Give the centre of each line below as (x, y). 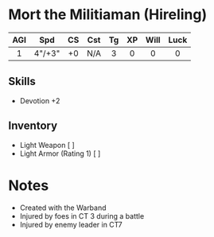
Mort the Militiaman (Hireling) (108, 15)
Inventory (33, 126)
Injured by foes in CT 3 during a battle (82, 216)
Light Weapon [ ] (47, 145)
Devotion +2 (40, 100)
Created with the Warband (63, 208)
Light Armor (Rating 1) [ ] (60, 153)
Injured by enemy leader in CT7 (71, 224)
